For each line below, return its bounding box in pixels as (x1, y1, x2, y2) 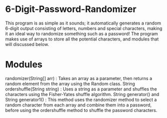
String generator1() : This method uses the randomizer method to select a (5, 96, 157, 102)
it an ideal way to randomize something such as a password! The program (5, 30, 158, 36)
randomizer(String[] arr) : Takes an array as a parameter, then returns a (5, 75, 152, 81)
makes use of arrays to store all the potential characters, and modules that (5, 36, 159, 42)
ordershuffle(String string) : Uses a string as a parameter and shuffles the (5, 86, 157, 92)
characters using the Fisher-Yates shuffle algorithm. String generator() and (5, 91, 159, 97)
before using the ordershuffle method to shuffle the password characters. (5, 107, 157, 113)
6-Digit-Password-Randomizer (5, 3, 137, 15)
